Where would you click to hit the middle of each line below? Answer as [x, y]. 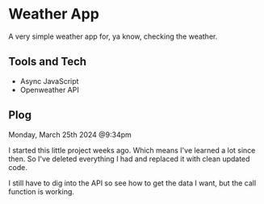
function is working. [42, 191]
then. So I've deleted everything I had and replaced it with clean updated [129, 159]
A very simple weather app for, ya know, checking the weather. [113, 36]
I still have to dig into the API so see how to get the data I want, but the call [132, 183]
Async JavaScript [49, 81]
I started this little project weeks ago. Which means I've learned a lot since [132, 150]
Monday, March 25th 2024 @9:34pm [70, 135]
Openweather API [49, 90]
